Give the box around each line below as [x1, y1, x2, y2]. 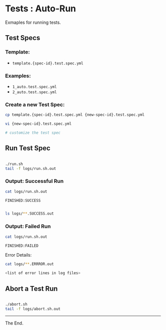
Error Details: [5, 252, 32, 258]
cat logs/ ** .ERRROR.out [5, 262, 54, 267]
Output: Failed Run [5, 223, 51, 230]
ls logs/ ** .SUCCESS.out [5, 211, 54, 216]
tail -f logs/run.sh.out [5, 166, 56, 171]
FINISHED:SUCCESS [5, 198, 41, 203]
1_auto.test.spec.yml [12, 84, 57, 89]
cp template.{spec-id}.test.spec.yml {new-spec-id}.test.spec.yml [5, 112, 145, 117]
